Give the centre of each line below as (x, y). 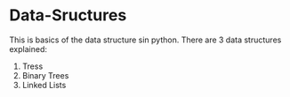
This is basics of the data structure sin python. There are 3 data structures (145, 40)
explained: (28, 48)
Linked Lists (44, 85)
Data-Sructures (68, 15)
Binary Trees (45, 75)
